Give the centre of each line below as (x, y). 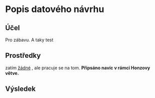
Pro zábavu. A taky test (29, 40)
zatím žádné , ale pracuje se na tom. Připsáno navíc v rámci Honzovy (78, 68)
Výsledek (21, 89)
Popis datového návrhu (55, 9)
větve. (12, 73)
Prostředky (23, 56)
